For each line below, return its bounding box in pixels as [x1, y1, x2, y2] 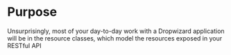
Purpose [7, 4, 58, 20]
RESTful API [7, 41, 42, 49]
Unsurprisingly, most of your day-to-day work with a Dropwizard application [7, 27, 225, 35]
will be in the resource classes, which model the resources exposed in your [7, 34, 223, 42]
